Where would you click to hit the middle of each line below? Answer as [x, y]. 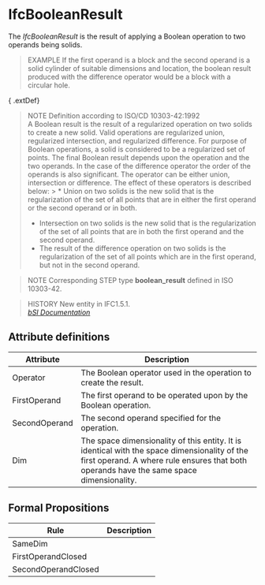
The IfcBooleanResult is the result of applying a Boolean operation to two [127, 36]
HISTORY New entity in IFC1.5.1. [79, 304]
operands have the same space [139, 470]
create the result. [112, 382]
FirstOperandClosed [50, 556]
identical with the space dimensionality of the [164, 450]
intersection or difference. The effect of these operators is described [139, 182]
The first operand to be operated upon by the [164, 395]
